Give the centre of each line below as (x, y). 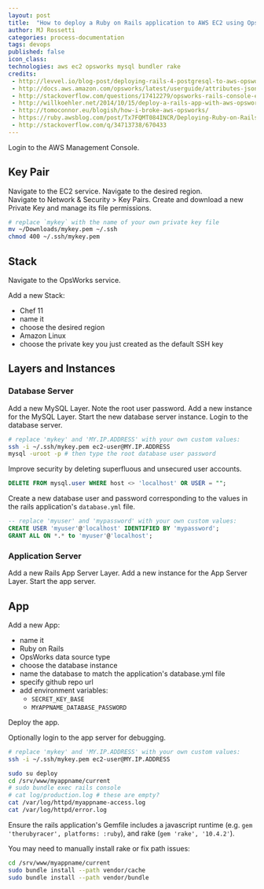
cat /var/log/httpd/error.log (58, 810)
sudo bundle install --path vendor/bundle (79, 877)
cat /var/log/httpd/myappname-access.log (77, 803)
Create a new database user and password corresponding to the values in (128, 498)
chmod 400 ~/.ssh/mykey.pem (54, 237)
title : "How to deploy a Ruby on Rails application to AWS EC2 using (126, 23)
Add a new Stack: (37, 295)
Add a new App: (34, 625)
